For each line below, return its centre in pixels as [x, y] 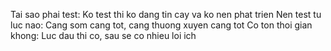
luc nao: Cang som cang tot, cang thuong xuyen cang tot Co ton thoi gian [161, 25]
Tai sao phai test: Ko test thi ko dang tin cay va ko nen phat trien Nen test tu [166, 14]
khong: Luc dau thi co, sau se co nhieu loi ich [103, 35]
